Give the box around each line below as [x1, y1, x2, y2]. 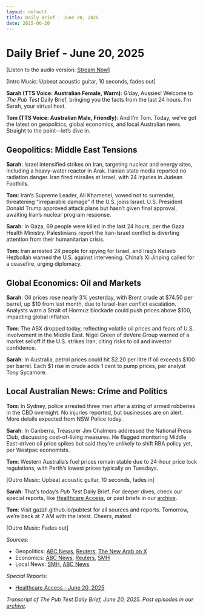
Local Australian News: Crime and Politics [6, 386, 168, 396]
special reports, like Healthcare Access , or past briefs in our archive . [6, 494, 178, 501]
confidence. [6, 344, 36, 351]
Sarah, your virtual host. [6, 102, 67, 110]
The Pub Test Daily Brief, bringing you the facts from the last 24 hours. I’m [6, 96, 191, 104]
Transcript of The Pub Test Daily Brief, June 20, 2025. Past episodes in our [6, 596, 194, 603]
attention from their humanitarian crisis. [6, 235, 105, 243]
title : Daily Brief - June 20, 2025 [6, 15, 99, 21]
